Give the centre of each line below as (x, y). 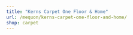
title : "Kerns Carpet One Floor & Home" (58, 12)
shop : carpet (22, 23)
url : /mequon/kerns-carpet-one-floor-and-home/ (67, 17)
